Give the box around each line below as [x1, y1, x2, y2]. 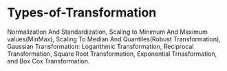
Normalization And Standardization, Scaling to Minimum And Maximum [7, 28, 208, 36]
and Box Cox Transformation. [7, 57, 90, 65]
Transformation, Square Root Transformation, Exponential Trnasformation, [7, 50, 217, 58]
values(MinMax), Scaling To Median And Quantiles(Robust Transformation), [7, 34, 221, 43]
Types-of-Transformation [7, 5, 157, 21]
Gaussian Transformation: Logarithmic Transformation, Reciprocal [7, 42, 194, 50]
